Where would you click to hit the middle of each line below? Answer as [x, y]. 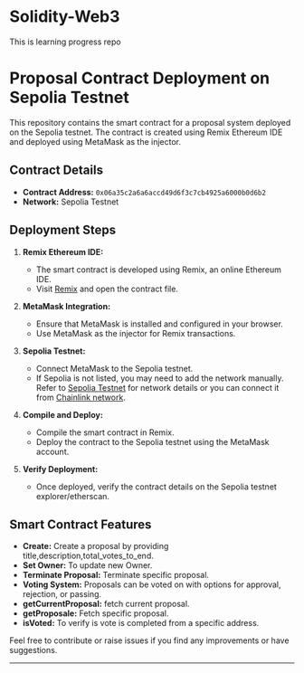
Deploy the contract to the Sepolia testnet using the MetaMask [152, 441]
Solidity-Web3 [65, 17]
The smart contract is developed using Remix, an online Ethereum [159, 270]
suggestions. [33, 650]
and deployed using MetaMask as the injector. [95, 141]
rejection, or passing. [62, 594]
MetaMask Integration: [66, 306]
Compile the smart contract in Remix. [105, 432]
